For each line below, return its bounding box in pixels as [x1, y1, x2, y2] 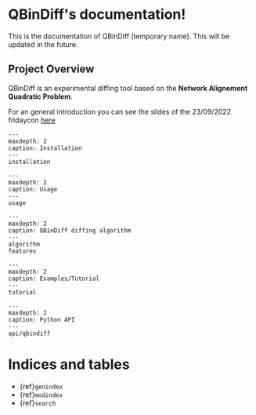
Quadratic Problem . [8, 92, 73, 101]
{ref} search [19, 398, 56, 407]
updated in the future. [8, 39, 78, 49]
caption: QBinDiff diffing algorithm [8, 226, 132, 235]
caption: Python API [8, 315, 76, 323]
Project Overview [8, 63, 95, 76]
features [8, 247, 37, 255]
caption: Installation [8, 144, 82, 152]
